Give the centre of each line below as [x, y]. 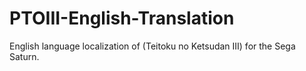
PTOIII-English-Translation [122, 18]
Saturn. [24, 56]
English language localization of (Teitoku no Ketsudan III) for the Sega [152, 46]
